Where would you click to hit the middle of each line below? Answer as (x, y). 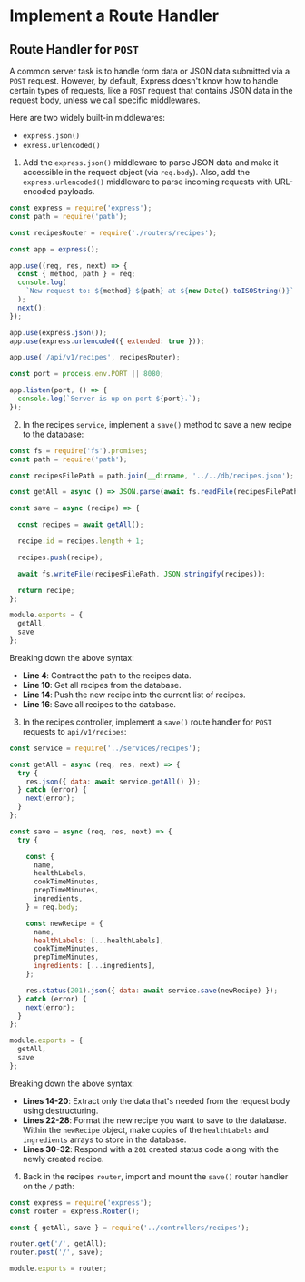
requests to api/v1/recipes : (74, 731)
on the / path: (48, 1186)
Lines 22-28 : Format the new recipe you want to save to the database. (155, 1120)
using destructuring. (60, 1110)
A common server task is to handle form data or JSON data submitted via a (150, 71)
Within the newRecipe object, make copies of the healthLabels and (146, 1129)
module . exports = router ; (58, 1269)
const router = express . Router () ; (75, 1211)
